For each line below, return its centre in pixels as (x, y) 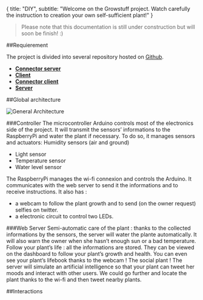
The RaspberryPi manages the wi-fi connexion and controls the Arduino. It (99, 179)
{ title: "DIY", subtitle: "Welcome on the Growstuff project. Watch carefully (98, 9)
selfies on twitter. (37, 210)
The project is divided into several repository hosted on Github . (85, 57)
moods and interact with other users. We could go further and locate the (97, 273)
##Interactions (25, 291)
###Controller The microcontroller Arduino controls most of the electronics (100, 123)
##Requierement (27, 45)
